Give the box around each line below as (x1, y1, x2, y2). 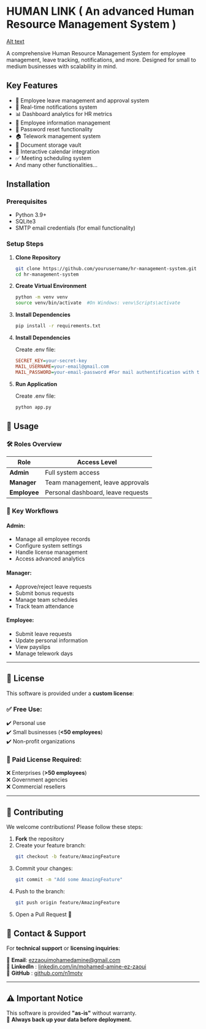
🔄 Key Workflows (6, 507, 59, 515)
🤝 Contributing (6, 807, 64, 817)
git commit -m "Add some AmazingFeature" (15, 876, 123, 882)
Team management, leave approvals (45, 478, 149, 487)
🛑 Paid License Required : (6, 755, 82, 764)
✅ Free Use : (6, 705, 42, 713)
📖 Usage (6, 421, 39, 431)
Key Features (6, 80, 58, 91)
